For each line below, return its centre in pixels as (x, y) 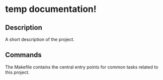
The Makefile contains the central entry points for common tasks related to (82, 67)
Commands (24, 55)
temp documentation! (51, 9)
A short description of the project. (40, 39)
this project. (17, 72)
